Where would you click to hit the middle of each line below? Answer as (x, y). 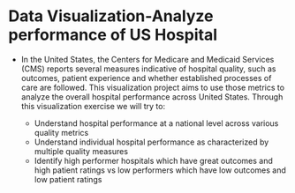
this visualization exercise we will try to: (93, 106)
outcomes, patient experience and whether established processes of (146, 78)
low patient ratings (68, 179)
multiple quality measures (81, 151)
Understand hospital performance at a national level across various (156, 123)
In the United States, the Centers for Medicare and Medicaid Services (147, 59)
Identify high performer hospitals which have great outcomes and (153, 160)
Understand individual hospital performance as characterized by (151, 142)
